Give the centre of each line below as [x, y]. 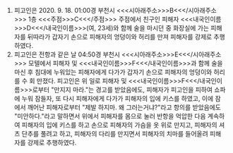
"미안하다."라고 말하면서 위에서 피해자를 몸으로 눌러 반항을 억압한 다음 [110, 116]
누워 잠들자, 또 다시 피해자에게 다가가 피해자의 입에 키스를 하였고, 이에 [118, 98]
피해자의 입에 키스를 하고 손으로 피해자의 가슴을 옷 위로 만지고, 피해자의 [119, 125]
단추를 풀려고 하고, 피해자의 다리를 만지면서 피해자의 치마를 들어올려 [115, 134]
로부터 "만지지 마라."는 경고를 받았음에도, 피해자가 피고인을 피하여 [123, 90]
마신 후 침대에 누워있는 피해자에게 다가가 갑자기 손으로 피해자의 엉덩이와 [113, 72]
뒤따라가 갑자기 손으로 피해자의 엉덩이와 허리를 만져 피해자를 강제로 [120, 37]
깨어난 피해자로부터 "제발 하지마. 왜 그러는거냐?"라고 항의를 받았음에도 [124, 107]
